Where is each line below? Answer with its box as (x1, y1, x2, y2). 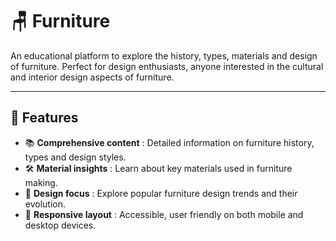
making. (24, 176, 58, 188)
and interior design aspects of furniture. (10, 71, 175, 83)
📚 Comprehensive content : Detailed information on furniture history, (24, 136, 315, 148)
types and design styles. (24, 151, 127, 163)
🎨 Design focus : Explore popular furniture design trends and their (24, 187, 298, 199)
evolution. (24, 198, 67, 210)
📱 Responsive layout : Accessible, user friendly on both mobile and (24, 208, 304, 220)
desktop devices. (24, 219, 97, 231)
